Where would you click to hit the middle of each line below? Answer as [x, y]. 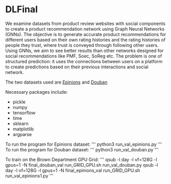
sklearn [21, 123]
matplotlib [23, 129]
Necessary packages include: [36, 92]
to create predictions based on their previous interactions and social [77, 67]
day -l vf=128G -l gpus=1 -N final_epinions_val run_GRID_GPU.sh [73, 170]
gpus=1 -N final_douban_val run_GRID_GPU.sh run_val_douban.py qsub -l [82, 165]
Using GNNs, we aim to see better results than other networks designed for [84, 50]
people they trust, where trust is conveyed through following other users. [82, 45]
